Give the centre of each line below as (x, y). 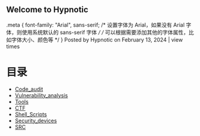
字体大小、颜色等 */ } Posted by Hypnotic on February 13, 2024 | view (97, 39)
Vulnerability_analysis (41, 95)
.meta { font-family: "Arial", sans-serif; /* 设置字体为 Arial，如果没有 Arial (96, 25)
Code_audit (29, 89)
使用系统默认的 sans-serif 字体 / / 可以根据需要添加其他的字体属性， (105, 32)
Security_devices (36, 121)
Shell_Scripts (31, 114)
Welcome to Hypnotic (47, 10)
